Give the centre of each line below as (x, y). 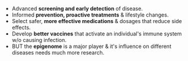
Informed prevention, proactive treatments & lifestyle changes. (90, 15)
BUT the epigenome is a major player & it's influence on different (91, 46)
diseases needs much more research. (58, 52)
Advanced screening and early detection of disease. (77, 9)
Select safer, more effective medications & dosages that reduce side (97, 21)
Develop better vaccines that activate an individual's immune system (97, 34)
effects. (21, 27)
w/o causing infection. (39, 40)
